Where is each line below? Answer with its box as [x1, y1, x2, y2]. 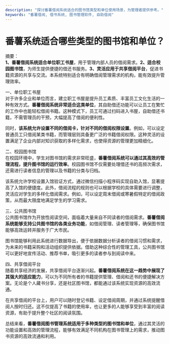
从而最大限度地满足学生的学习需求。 [14, 197, 90, 203]
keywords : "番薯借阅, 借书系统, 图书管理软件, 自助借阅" [5, 12, 114, 17]
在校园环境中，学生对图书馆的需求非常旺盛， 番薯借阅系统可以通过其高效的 [5, 155, 160, 161]
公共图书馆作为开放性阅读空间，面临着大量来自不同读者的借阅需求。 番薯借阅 [5, 214, 165, 221]
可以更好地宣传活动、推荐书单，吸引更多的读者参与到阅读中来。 [5, 250, 138, 256]
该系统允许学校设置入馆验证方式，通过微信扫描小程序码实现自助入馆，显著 [5, 178, 160, 185]
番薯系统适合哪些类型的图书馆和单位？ [5, 35, 165, 47]
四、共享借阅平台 [5, 261, 41, 267]
